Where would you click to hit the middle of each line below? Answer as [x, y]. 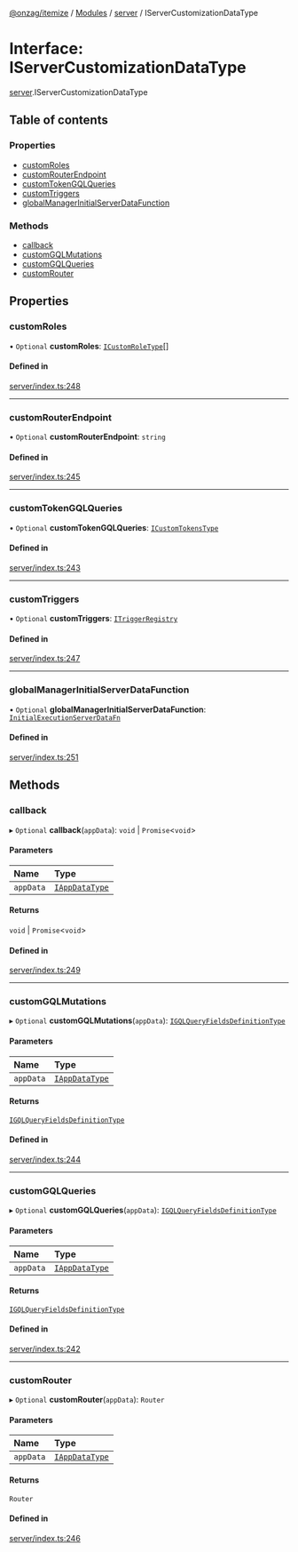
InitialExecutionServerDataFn [65, 718]
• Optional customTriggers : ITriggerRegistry [94, 619]
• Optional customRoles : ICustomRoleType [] [89, 346]
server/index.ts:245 [45, 477]
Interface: [47, 49]
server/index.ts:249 [45, 970]
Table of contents [59, 120]
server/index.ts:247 [45, 659]
